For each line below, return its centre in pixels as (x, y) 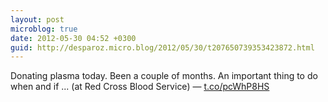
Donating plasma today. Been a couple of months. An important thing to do (164, 76)
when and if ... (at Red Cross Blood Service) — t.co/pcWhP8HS (140, 87)
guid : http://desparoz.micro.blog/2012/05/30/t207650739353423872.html (162, 47)
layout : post (37, 19)
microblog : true (44, 29)
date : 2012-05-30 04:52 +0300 (73, 38)
